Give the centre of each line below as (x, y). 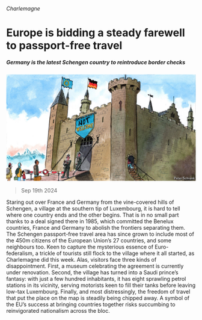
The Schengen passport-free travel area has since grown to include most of (100, 234)
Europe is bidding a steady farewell (96, 32)
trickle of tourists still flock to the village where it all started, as (117, 253)
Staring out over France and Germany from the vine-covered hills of (90, 202)
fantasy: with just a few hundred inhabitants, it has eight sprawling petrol (96, 279)
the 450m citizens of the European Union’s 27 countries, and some (89, 241)
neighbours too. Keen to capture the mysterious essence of (80, 247)
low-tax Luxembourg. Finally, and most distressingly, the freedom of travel (98, 292)
